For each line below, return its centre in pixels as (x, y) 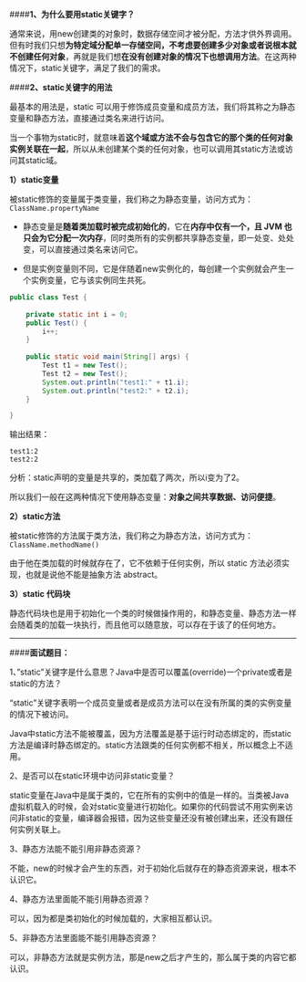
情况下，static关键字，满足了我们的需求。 (87, 68)
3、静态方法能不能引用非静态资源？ (76, 849)
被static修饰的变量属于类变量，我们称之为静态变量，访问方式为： (131, 199)
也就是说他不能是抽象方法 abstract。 (94, 575)
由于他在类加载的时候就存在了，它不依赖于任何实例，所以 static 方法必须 (146, 563)
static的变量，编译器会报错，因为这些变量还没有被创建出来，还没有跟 (155, 818)
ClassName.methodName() (55, 545)
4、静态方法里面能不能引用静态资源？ (80, 899)
